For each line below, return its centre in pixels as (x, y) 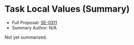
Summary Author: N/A (34, 27)
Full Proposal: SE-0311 (34, 22)
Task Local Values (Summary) (67, 9)
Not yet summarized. (26, 37)
